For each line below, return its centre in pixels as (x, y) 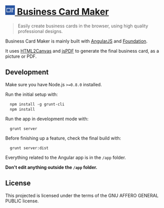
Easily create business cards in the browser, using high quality (83, 26)
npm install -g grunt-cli (37, 104)
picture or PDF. (21, 56)
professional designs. (40, 31)
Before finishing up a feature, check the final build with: (63, 138)
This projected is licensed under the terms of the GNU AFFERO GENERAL (82, 195)
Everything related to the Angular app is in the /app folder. (65, 157)
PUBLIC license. (22, 201)
